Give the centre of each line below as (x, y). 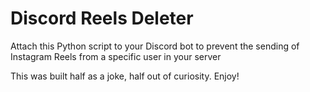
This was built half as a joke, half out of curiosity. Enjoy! (125, 76)
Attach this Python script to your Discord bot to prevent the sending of (155, 46)
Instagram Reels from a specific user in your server (116, 56)
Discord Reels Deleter (102, 18)
